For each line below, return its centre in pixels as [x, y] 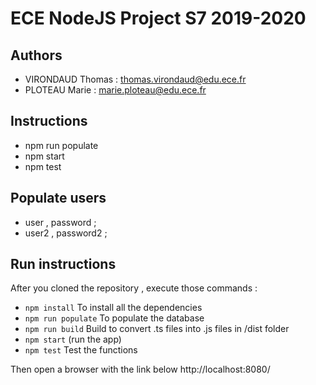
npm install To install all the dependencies [113, 308]
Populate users [58, 198]
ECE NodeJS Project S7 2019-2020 [158, 18]
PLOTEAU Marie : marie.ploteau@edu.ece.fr [115, 90]
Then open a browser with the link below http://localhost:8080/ [140, 369]
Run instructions [63, 264]
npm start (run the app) [73, 339]
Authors [36, 55]
